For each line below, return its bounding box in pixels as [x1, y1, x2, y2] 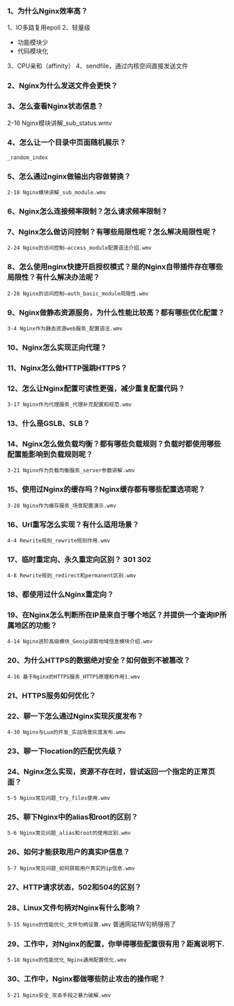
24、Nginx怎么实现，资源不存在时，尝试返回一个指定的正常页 [7, 767, 216, 776]
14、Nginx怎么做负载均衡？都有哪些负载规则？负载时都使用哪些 [7, 438, 221, 448]
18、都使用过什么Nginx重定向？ [7, 590, 114, 600]
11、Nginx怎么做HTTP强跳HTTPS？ [7, 363, 127, 373]
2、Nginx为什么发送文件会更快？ [7, 81, 118, 91]
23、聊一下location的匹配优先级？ [7, 746, 123, 755]
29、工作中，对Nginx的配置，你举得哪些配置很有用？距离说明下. [7, 939, 225, 949]
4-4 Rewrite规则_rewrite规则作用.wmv [7, 537, 110, 544]
